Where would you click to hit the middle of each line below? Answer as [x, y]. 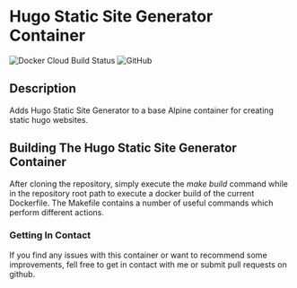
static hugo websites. [49, 119]
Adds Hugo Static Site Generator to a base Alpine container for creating [141, 110]
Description [43, 88]
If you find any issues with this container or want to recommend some [138, 255]
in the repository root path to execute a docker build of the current [132, 193]
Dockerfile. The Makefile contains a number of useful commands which [141, 203]
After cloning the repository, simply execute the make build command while [149, 183]
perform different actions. [57, 212]
